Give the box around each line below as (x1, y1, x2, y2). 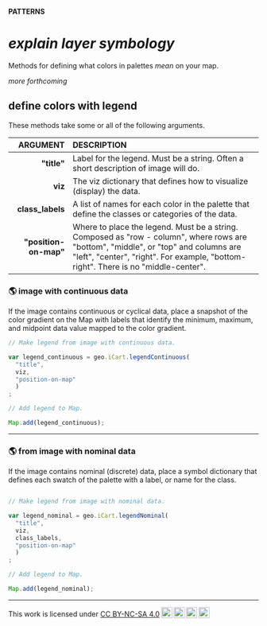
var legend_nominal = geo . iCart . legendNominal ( (8, 512, 169, 520)
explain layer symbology (8, 35, 175, 52)
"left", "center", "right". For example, (72, 251, 209, 262)
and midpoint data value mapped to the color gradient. (8, 324, 187, 333)
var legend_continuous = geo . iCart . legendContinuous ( (8, 353, 191, 361)
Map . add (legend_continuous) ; (8, 419, 105, 427)
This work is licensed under (8, 609, 99, 619)
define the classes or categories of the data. (72, 208, 238, 220)
